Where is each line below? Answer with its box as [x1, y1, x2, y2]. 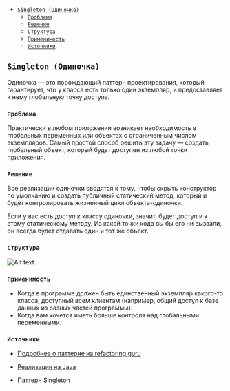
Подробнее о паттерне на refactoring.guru [17, 350, 141, 358]
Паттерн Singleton [17, 376, 70, 384]
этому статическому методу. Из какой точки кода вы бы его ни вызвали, [7, 220, 222, 228]
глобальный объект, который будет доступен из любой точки [7, 146, 188, 154]
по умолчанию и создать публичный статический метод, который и [7, 191, 207, 200]
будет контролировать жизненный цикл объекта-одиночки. [7, 199, 183, 207]
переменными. [17, 319, 62, 326]
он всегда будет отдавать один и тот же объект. [7, 226, 149, 235]
